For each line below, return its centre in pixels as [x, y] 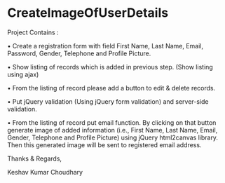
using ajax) [23, 74]
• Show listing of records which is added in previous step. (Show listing [110, 67]
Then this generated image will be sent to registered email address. [104, 144]
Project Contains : [33, 32]
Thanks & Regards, [34, 158]
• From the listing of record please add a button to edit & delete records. [111, 88]
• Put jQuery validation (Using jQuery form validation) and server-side [108, 101]
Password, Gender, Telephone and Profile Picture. [79, 53]
